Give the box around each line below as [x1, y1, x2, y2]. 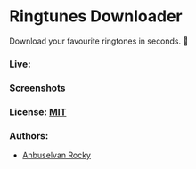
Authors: [9, 129, 49, 141]
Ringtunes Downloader [9, 6, 183, 27]
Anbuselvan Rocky [21, 149, 92, 160]
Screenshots [9, 82, 66, 94]
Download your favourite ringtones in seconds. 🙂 [9, 36, 189, 46]
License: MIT [9, 105, 67, 117]
